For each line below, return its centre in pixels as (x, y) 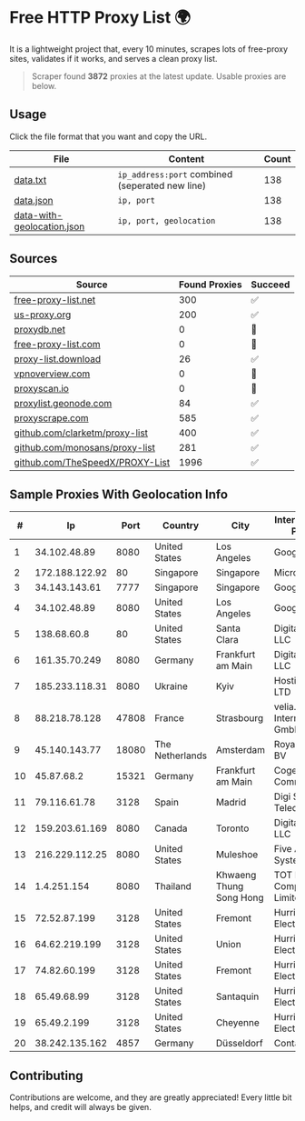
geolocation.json (49, 226)
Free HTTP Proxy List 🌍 (100, 18)
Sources (34, 259)
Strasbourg (240, 718)
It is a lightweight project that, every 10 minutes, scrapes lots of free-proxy (149, 49)
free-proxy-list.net (55, 299)
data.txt (30, 180)
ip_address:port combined (175, 174)
